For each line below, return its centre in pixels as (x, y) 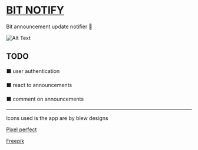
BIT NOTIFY (35, 10)
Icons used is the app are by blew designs (57, 118)
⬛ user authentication (33, 71)
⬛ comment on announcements (45, 99)
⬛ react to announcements (39, 85)
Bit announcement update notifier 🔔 (49, 26)
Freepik (15, 141)
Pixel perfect (22, 129)
